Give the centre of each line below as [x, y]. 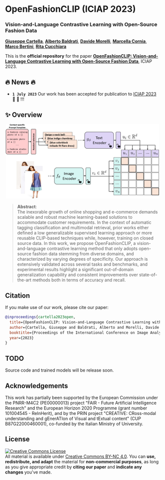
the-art [24, 280]
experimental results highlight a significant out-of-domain [75, 270]
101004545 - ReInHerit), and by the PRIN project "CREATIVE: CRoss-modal [81, 413]
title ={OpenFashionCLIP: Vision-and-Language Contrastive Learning [80, 322]
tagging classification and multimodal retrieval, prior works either [83, 228]
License [17, 439]
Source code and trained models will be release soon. [59, 370]
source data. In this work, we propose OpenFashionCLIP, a [76, 243]
